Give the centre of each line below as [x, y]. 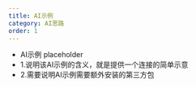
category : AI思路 [36, 23]
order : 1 [23, 31]
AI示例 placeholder [51, 55]
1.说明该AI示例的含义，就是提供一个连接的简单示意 [104, 64]
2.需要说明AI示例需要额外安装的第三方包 [87, 75]
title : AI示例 [31, 16]
